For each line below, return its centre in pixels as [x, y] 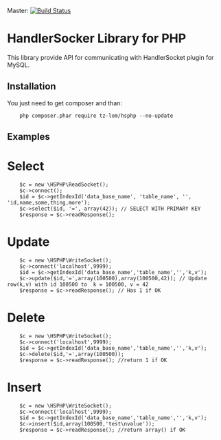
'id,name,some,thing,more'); [49, 203]
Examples [28, 137]
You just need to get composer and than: [65, 103]
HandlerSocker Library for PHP [97, 39]
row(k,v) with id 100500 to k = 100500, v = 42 [78, 285]
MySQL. [19, 65]
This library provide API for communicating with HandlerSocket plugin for [110, 57]
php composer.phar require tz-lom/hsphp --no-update [96, 116]
